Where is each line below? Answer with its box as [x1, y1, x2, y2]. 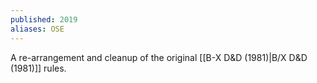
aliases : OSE [10, 24, 65, 34]
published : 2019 [10, 14, 78, 25]
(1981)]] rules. [10, 62, 67, 74]
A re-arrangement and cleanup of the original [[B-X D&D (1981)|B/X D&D [10, 51, 308, 63]
